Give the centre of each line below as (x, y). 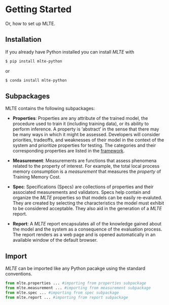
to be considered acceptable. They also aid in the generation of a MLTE (87, 209)
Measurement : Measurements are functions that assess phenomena (84, 161)
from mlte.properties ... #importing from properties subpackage (76, 283)
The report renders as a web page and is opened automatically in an (84, 235)
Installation (23, 40)
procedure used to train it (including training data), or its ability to (80, 124)
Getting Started (39, 9)
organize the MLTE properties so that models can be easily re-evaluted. (87, 198)
